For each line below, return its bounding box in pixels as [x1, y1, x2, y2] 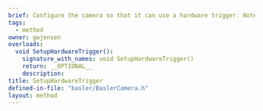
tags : [8, 19, 26, 27]
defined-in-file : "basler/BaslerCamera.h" [8, 84, 149, 92]
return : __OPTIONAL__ [22, 63, 92, 70]
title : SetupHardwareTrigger [8, 77, 103, 84]
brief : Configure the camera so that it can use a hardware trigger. [8, 11, 240, 20]
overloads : [8, 41, 44, 48]
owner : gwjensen [8, 33, 61, 41]
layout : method [8, 91, 58, 99]
